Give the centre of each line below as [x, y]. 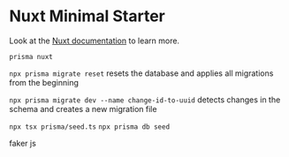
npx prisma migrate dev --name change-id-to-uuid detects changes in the [145, 100]
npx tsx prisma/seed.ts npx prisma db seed [90, 127]
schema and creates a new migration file [83, 108]
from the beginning [44, 82]
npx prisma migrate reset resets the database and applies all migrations [141, 73]
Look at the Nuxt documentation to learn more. [94, 41]
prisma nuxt [31, 56]
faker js [23, 143]
